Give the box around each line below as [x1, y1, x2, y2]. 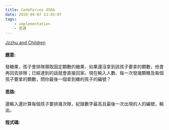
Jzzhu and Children [5, 39, 46, 45]
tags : [5, 16, 17, 21]
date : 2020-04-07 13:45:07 [5, 12, 62, 17]
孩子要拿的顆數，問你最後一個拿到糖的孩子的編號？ [5, 76, 111, 82]
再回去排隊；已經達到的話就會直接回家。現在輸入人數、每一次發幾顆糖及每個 [5, 70, 164, 76]
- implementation [14, 21, 51, 26]
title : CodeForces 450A [5, 7, 55, 12]
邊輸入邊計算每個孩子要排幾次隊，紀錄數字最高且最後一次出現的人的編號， [5, 100, 159, 106]
